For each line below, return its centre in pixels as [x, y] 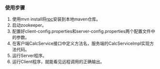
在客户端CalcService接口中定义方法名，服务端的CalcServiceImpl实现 [81, 43]
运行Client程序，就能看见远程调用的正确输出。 [58, 62]
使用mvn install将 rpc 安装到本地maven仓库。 [56, 19]
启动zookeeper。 [29, 25]
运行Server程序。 [29, 56]
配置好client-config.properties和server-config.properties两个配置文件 [81, 31]
